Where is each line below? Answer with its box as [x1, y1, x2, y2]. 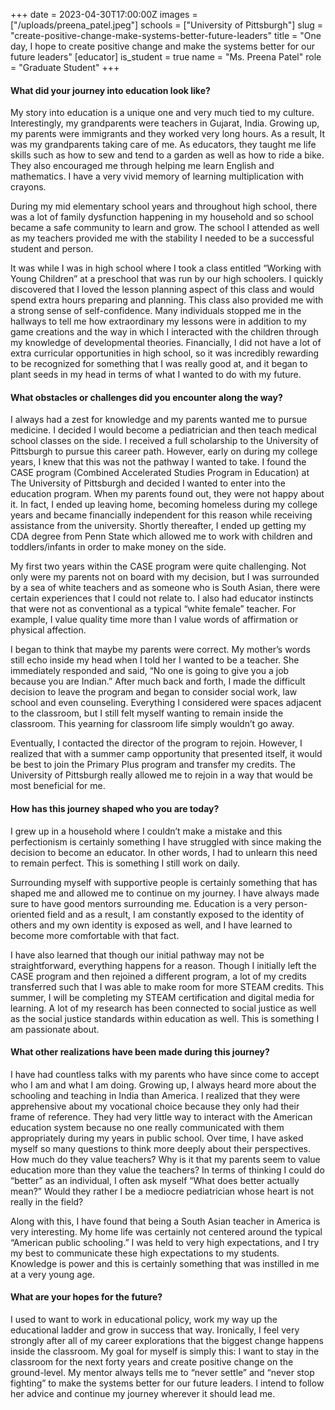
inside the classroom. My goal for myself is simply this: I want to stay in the [10, 1345, 320, 1358]
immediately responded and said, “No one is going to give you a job [10, 665, 290, 677]
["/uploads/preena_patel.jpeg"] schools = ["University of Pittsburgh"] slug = [10, 19, 324, 31]
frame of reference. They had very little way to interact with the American [10, 1110, 313, 1123]
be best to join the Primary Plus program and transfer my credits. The [10, 759, 296, 771]
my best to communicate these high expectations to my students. [10, 1247, 280, 1259]
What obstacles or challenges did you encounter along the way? [10, 391, 283, 403]
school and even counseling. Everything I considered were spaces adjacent [10, 697, 322, 709]
